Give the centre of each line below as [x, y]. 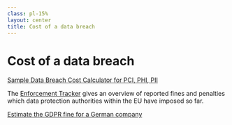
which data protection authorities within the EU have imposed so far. [106, 101]
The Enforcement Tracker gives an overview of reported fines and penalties [116, 94]
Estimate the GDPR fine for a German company [75, 115]
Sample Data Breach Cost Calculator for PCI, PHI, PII [83, 80]
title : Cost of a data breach [51, 26]
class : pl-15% [28, 14]
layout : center [29, 20]
